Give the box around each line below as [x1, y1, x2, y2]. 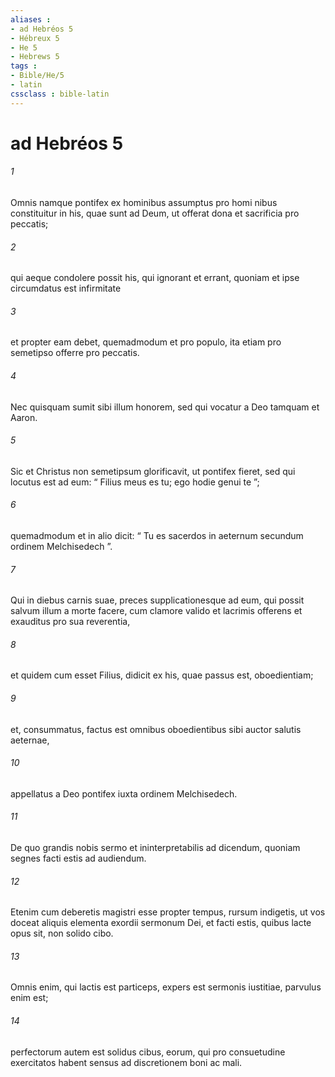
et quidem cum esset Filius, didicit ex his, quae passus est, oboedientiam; [10, 669, 314, 681]
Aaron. [10, 411, 38, 423]
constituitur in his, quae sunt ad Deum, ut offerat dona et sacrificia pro [10, 207, 300, 220]
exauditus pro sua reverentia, [10, 616, 131, 628]
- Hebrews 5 [10, 52, 60, 62]
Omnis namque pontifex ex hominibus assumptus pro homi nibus [10, 197, 278, 209]
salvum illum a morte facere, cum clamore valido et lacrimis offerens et [10, 605, 303, 617]
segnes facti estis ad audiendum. [10, 852, 147, 865]
